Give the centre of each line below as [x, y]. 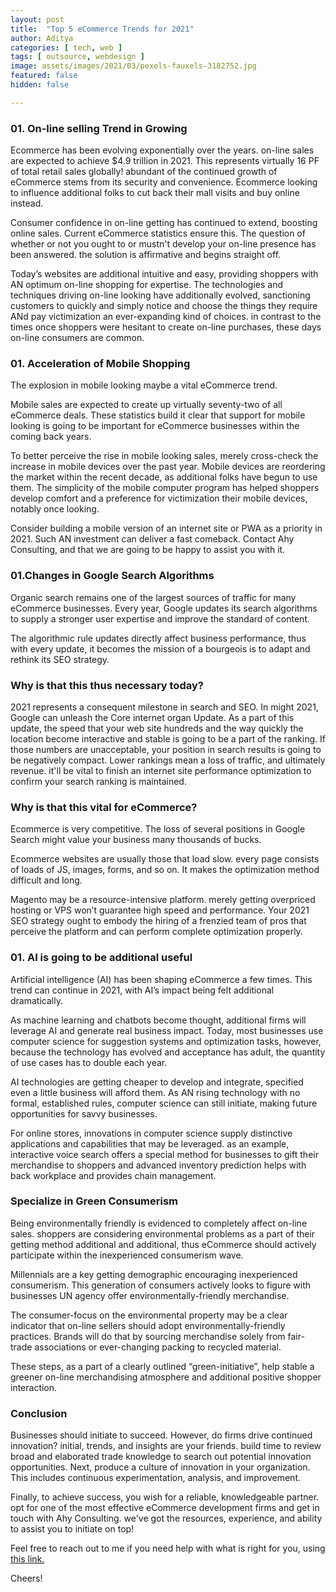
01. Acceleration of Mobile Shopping [100, 363]
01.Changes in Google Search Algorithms [112, 576]
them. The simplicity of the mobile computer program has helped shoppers [165, 488]
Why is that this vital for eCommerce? [104, 807]
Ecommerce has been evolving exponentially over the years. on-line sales [162, 150]
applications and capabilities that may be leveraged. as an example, [150, 1143]
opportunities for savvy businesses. [84, 1113]
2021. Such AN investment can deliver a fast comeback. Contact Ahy [152, 539]
